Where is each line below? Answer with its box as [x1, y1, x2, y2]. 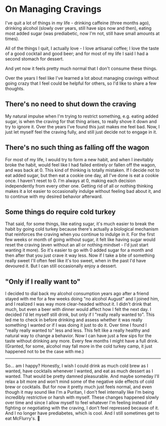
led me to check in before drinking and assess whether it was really [5, 317, 143, 323]
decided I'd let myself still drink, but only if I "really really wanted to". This [5, 311, 155, 318]
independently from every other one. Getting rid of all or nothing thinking [5, 183, 153, 189]
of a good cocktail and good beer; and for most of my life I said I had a [5, 51, 149, 57]
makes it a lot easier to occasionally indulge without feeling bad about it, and [5, 188, 161, 194]
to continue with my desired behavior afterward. [5, 193, 103, 199]
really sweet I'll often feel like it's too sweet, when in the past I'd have [5, 258, 146, 264]
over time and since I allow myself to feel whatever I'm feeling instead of [5, 400, 152, 406]
